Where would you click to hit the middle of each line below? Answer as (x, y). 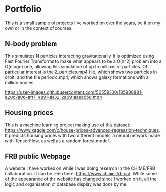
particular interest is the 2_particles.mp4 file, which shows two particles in (81, 72)
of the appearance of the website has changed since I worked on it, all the (81, 179)
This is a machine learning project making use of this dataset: (68, 125)
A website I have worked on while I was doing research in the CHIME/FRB (80, 168)
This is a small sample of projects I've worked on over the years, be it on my (83, 23)
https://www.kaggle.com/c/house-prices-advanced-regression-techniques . (83, 130)
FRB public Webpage (38, 156)
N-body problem (31, 44)
